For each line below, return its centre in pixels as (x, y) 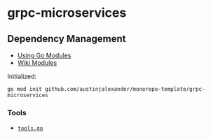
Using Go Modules (44, 55)
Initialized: (22, 76)
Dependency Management (67, 39)
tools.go (30, 129)
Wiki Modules (37, 63)
